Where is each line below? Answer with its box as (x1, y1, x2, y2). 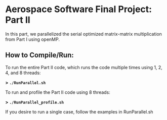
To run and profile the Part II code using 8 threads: (5, 89, 110, 95)
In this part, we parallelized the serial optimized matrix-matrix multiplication (5, 31, 162, 37)
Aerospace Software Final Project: (5, 4, 152, 15)
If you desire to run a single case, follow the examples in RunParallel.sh (5, 108, 153, 114)
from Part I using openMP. (5, 36, 60, 42)
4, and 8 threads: (5, 70, 41, 76)
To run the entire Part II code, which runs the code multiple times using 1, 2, (5, 64, 163, 70)
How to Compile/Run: (5, 51, 74, 59)
